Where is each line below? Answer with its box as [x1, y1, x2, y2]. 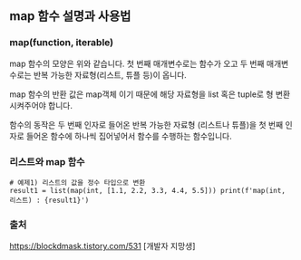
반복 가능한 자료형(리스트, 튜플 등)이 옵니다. [33, 69, 188, 80]
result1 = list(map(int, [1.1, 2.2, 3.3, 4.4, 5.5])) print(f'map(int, [9, 186, 286, 195]
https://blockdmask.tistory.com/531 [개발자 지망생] [9, 241, 196, 252]
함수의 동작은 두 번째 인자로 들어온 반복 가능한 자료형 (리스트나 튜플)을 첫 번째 [9, 119, 284, 130]
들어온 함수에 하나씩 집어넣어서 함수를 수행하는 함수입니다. [25, 130, 233, 141]
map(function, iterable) [9, 36, 114, 49]
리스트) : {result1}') [9, 196, 90, 205]
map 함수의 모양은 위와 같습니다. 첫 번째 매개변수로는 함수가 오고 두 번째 [9, 58, 265, 69]
